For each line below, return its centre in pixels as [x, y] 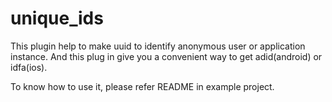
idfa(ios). [29, 67]
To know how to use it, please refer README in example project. [142, 86]
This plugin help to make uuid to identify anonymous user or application [158, 46]
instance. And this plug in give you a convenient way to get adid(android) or [166, 56]
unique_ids [57, 18]
